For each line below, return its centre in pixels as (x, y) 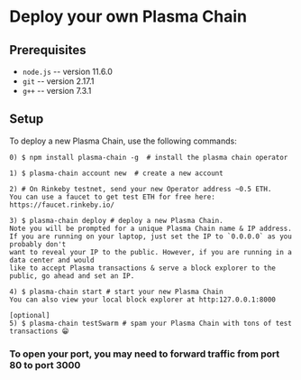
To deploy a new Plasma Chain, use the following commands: (123, 141)
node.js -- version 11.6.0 (67, 71)
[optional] (30, 315)
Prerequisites (48, 50)
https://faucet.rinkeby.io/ (62, 205)
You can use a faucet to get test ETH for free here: (113, 197)
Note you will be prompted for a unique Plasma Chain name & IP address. (151, 228)
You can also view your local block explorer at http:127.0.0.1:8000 (143, 300)
